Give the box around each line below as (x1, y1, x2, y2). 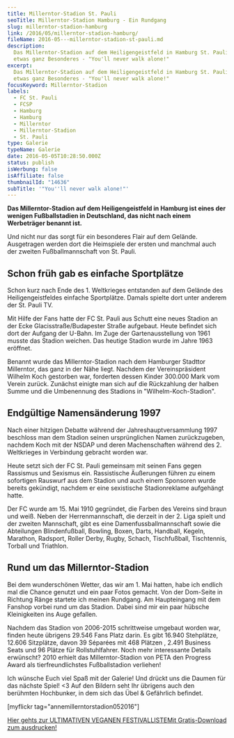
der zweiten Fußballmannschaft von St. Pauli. (7, 247, 137, 256)
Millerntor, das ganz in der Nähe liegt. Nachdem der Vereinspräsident (7, 365, 206, 374)
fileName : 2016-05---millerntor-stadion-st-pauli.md (7, 36, 164, 43)
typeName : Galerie (7, 146, 61, 153)
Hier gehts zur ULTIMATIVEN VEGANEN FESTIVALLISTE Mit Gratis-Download (7, 716, 227, 724)
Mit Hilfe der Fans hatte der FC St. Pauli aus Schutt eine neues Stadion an (7, 314, 218, 323)
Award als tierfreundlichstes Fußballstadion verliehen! (7, 660, 162, 669)
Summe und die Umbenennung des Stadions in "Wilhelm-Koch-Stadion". (7, 387, 216, 396)
